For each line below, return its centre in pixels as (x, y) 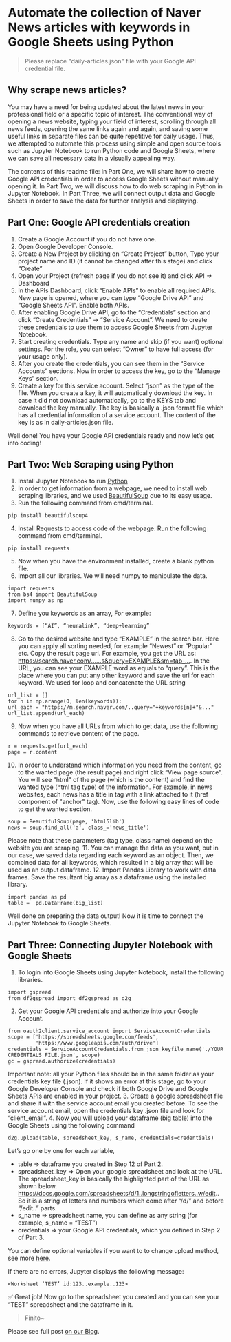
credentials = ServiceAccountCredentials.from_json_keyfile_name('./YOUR (116, 1050)
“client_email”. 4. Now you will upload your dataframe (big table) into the (110, 1118)
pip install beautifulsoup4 (48, 516)
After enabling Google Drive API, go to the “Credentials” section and (114, 312)
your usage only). (43, 356)
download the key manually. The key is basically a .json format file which (121, 408)
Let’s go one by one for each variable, (62, 1151)
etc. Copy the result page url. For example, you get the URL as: (107, 654)
